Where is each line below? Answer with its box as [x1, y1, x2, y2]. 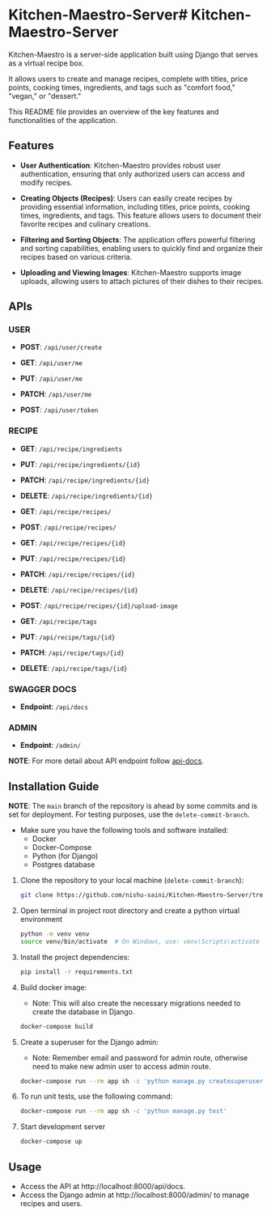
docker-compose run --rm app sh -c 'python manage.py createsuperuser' [19, 1077, 267, 1085]
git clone [19, 891, 54, 899]
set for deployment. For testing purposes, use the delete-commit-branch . [8, 809, 250, 819]
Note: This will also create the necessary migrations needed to [32, 998, 241, 1008]
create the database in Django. [32, 1006, 135, 1017]
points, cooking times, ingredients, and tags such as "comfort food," [8, 83, 236, 92]
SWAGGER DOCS [8, 683, 77, 695]
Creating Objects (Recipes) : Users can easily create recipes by [19, 193, 233, 203]
